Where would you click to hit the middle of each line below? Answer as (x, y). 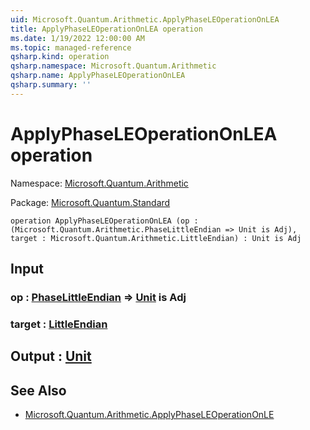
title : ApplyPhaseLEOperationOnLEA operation (106, 29)
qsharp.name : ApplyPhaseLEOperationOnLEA (98, 76)
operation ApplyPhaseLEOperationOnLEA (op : (104, 221)
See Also (38, 390)
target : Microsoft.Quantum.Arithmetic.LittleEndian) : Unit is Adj (156, 238)
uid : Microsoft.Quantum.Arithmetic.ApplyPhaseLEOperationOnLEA (145, 19)
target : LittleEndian (59, 324)
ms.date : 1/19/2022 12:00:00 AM (77, 38)
